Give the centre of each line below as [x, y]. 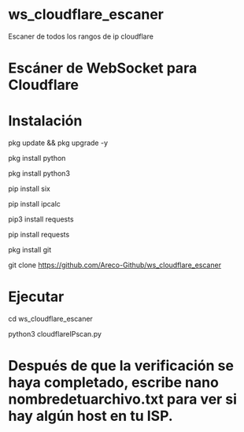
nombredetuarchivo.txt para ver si [123, 399]
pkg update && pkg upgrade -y [58, 143]
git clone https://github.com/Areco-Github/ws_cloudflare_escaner [115, 265]
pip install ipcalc [35, 204]
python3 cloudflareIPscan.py [55, 334]
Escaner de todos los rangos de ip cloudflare [81, 36]
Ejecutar [36, 297]
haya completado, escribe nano [113, 383]
